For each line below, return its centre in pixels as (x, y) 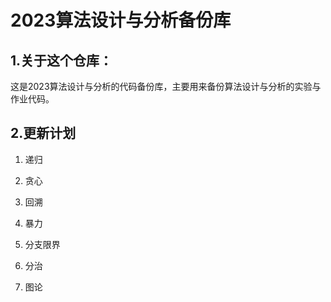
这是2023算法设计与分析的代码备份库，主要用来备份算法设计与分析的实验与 (166, 86)
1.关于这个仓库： (61, 60)
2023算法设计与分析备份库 (121, 20)
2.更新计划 (43, 133)
